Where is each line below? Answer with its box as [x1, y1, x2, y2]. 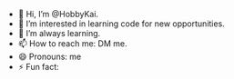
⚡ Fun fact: [17, 62, 59, 72]
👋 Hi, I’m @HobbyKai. [17, 9, 98, 19]
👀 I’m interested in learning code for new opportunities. [17, 18, 225, 29]
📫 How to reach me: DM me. [17, 38, 127, 49]
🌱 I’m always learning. [17, 28, 101, 38]
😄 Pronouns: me [17, 51, 82, 62]
